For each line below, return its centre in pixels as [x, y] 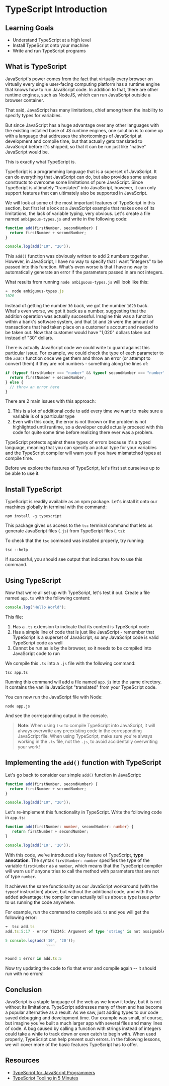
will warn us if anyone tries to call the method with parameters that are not [82, 871]
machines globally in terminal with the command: [56, 507]
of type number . [21, 876]
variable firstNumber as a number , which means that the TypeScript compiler [84, 865]
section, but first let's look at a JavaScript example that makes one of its [80, 208]
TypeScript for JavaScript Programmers [54, 1072]
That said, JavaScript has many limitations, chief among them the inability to [84, 110]
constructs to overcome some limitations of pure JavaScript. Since [74, 182]
